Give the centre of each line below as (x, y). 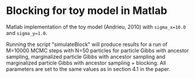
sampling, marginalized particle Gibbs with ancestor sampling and (86, 56)
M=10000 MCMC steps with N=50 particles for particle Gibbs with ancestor (97, 50)
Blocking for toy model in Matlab (87, 11)
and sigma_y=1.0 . (27, 33)
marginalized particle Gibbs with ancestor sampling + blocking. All (86, 63)
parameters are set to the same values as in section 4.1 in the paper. (88, 69)
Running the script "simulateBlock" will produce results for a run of (87, 44)
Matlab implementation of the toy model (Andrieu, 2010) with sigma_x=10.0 (96, 27)
